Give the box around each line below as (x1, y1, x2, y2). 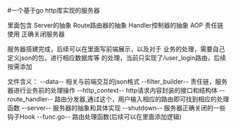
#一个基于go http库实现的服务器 (7, 6, 100, 14)
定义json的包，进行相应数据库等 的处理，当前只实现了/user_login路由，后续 (7, 53, 227, 62)
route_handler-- (7, 95, 54, 103)
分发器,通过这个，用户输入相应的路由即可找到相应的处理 (66, 95, 230, 103)
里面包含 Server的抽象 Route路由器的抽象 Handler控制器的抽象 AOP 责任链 (7, 21, 224, 30)
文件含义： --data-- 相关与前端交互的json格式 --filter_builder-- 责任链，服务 (7, 77, 228, 86)
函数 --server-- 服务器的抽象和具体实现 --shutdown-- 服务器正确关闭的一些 (7, 104, 226, 112)
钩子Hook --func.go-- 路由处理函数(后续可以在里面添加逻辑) (7, 113, 182, 121)
